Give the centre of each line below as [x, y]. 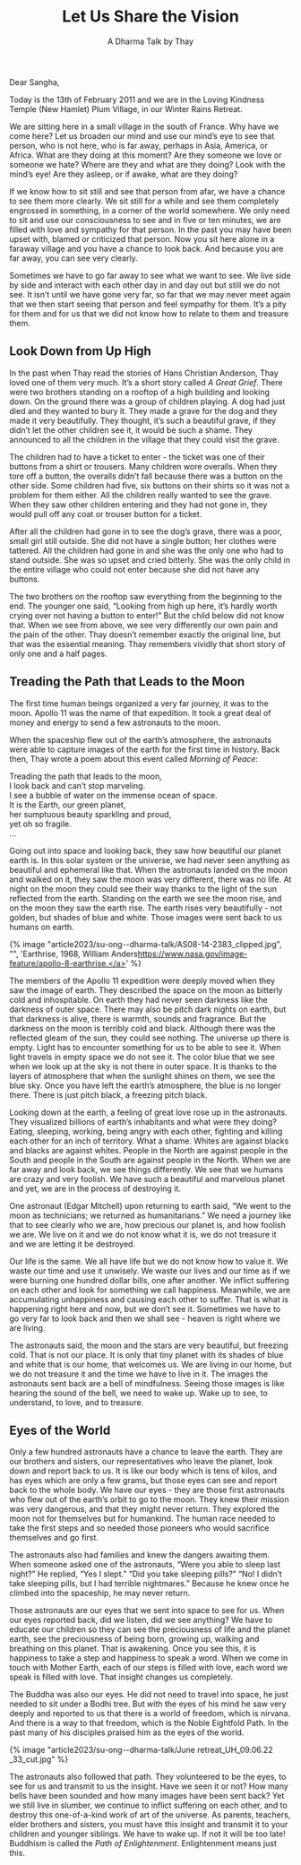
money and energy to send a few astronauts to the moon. [115, 722]
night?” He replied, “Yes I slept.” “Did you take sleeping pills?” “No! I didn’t [146, 1574]
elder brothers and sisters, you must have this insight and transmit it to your [149, 1825]
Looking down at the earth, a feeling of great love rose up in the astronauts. [149, 1112]
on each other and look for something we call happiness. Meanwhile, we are [150, 1290]
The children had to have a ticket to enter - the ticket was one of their [138, 457]
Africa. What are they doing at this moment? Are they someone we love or [146, 155]
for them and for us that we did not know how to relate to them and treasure [149, 313]
